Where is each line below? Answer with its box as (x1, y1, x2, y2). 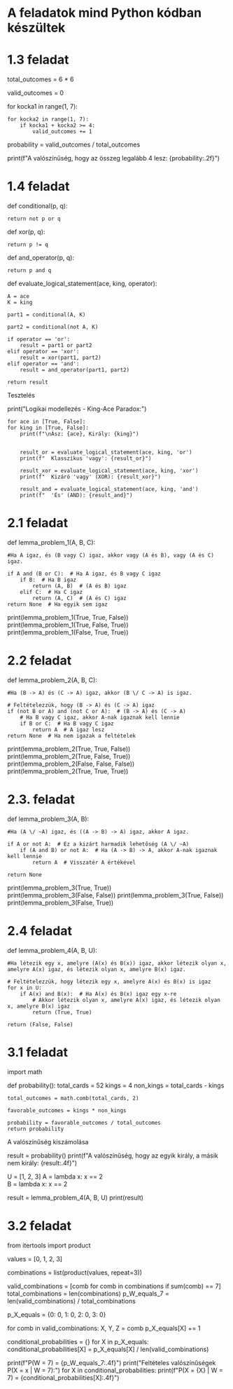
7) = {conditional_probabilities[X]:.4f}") (7, 1373, 120, 1382)
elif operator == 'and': (7, 360, 80, 367)
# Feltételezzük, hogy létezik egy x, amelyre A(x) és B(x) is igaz (7, 978, 211, 985)
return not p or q (7, 215, 61, 222)
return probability (7, 1125, 64, 1132)
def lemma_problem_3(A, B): (7, 815, 90, 823)
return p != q (7, 241, 49, 248)
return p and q (7, 267, 52, 274)
